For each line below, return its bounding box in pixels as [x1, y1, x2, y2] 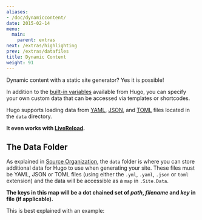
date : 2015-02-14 [6, 20, 50, 26]
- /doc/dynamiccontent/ [6, 15, 67, 21]
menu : [6, 25, 20, 32]
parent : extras [17, 37, 56, 43]
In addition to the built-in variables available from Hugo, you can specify [6, 88, 187, 95]
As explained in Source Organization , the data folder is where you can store [6, 158, 195, 165]
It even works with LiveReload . [6, 124, 86, 132]
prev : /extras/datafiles [6, 48, 69, 55]
